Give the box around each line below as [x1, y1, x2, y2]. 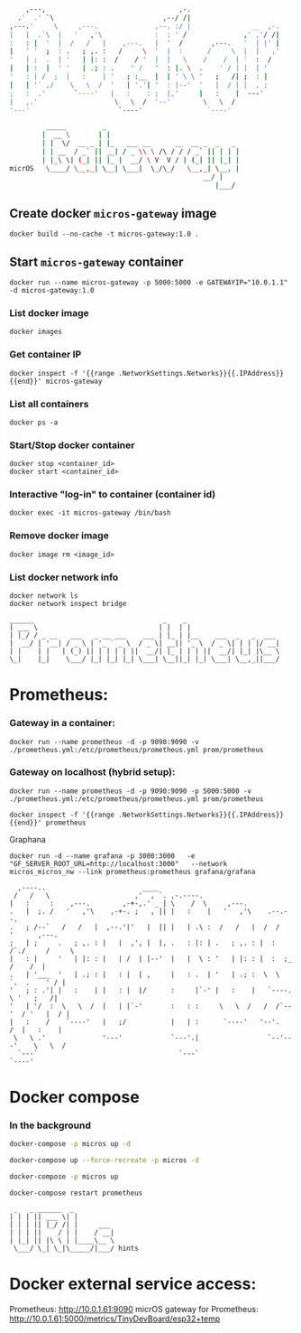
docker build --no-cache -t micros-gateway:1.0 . [9, 229, 200, 239]
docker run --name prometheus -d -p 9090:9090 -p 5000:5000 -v [9, 787, 252, 796]
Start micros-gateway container [9, 254, 184, 269]
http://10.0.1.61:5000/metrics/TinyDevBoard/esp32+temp [9, 1313, 221, 1324]
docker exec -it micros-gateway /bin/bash [9, 508, 171, 517]
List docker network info [9, 571, 119, 583]
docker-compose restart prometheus [9, 1189, 143, 1198]
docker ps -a [9, 417, 59, 427]
